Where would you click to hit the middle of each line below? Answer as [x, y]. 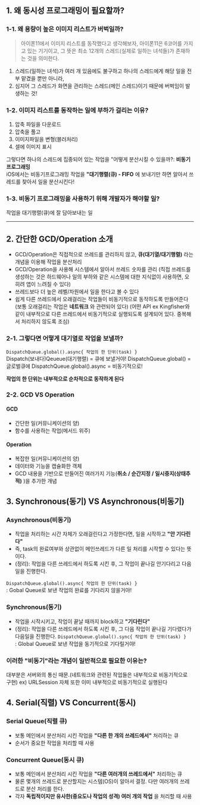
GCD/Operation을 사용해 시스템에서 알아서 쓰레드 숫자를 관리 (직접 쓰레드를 [103, 270]
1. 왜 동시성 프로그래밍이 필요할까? [65, 11]
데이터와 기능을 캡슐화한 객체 [48, 466]
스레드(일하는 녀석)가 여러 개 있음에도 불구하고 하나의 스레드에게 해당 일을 [100, 71]
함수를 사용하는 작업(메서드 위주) [53, 431]
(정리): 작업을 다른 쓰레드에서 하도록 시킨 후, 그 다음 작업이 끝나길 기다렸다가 [103, 628]
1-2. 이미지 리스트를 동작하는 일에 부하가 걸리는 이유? [77, 110]
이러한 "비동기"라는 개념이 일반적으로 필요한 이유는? [76, 661]
